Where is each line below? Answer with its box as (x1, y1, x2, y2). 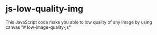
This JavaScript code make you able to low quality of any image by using (5, 19, 153, 25)
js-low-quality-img (5, 3, 83, 14)
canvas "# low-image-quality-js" (5, 24, 71, 30)
